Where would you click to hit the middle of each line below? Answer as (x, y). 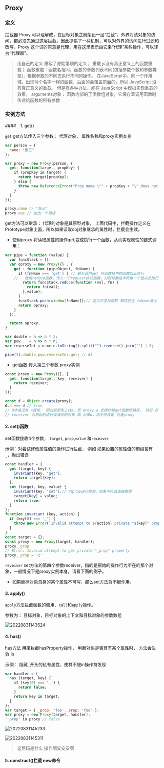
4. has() (13, 636)
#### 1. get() (20, 126)
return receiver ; (31, 383)
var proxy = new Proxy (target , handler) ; (48, 715)
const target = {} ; (25, 537)
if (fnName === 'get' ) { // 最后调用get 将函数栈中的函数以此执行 (81, 273)
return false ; (32, 688)
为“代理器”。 (18, 53)
